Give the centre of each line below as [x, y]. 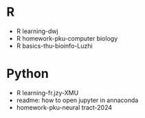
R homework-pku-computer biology [67, 38]
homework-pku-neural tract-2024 [64, 107]
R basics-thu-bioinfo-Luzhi [55, 46]
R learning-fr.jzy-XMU [47, 92]
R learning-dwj [37, 31]
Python [27, 74]
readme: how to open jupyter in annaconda [77, 100]
